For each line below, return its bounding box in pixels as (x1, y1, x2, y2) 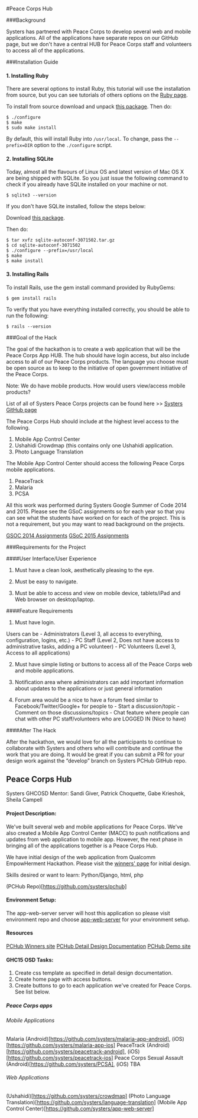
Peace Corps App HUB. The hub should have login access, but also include (6, 351, 190, 358)
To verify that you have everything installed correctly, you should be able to (6, 306, 190, 313)
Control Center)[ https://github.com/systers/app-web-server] (6, 1105, 154, 1112)
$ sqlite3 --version (6, 192, 57, 198)
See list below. (14, 988, 50, 996)
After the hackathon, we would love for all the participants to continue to (6, 738, 182, 745)
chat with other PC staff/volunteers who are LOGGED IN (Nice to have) (14, 715, 186, 722)
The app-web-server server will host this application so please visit (6, 909, 170, 916)
